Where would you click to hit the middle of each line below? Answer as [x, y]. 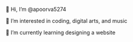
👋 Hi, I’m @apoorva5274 [36, 9]
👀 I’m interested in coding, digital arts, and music [67, 21]
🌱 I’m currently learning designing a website [61, 32]
